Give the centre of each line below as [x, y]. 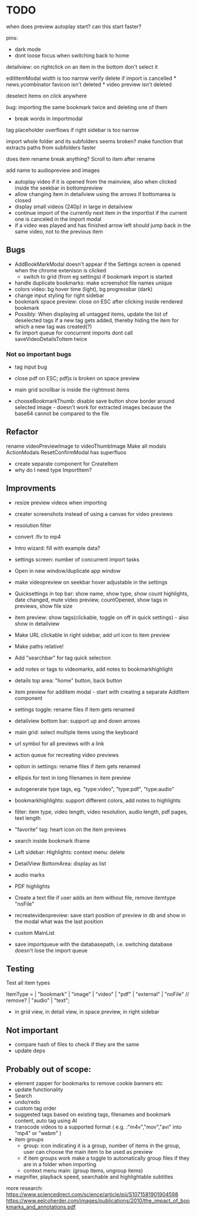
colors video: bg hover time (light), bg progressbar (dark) [84, 289]
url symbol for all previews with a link [59, 744]
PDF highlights [32, 886]
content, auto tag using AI [46, 1121]
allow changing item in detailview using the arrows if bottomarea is [95, 194]
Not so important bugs [39, 354]
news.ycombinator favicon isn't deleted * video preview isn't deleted [89, 84]
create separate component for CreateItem [66, 464]
